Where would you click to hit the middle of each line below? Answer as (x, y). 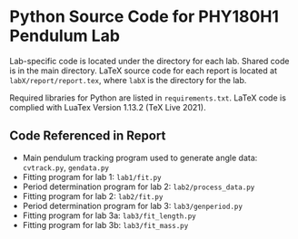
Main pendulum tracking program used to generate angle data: (140, 158)
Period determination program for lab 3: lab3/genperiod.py (133, 206)
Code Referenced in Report (88, 136)
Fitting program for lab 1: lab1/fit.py (92, 177)
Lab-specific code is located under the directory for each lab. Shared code (149, 61)
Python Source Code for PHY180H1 (144, 17)
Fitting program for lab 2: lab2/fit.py (93, 196)
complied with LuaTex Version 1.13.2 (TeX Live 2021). (108, 107)
